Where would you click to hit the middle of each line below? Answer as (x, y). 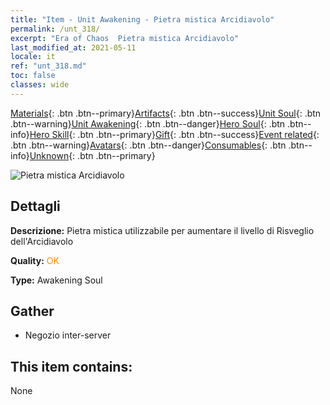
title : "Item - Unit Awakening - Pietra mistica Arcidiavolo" (142, 19)
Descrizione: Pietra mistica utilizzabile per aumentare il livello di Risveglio (162, 230)
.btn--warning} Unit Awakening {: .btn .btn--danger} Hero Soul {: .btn (148, 123)
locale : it (33, 57)
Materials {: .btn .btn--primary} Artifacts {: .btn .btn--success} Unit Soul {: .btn (166, 113)
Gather (32, 311)
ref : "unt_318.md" (48, 66)
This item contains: (71, 366)
